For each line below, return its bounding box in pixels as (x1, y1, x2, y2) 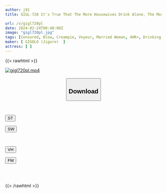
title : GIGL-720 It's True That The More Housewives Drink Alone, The (5, 12, 155, 17)
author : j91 (5, 7, 30, 12)
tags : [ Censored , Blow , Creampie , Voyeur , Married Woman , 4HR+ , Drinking (5, 35, 162, 40)
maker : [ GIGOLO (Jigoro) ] (5, 39, 66, 45)
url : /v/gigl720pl (5, 21, 43, 26)
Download (69, 88, 98, 95)
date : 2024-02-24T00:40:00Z (5, 25, 64, 30)
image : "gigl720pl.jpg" (5, 30, 55, 35)
